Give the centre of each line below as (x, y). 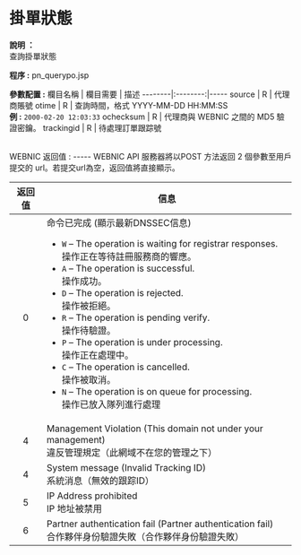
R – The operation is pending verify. (136, 317)
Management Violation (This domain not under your (155, 429)
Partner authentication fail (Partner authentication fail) (160, 524)
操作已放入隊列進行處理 (111, 404)
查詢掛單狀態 (33, 56)
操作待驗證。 (89, 330)
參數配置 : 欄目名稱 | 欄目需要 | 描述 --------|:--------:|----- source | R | (141, 94)
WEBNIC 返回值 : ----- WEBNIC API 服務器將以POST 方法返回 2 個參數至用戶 (150, 156)
